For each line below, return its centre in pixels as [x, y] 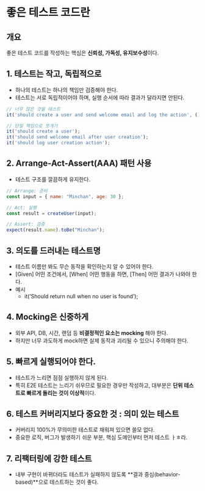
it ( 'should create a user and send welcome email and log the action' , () [103, 115]
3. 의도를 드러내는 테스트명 [53, 250]
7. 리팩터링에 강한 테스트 [49, 458]
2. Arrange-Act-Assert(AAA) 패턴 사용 [79, 164]
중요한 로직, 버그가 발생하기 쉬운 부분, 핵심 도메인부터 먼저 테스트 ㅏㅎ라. [101, 437]
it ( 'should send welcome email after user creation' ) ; [77, 137]
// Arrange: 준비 [27, 191]
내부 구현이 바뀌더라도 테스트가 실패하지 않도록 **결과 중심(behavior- [98, 474]
